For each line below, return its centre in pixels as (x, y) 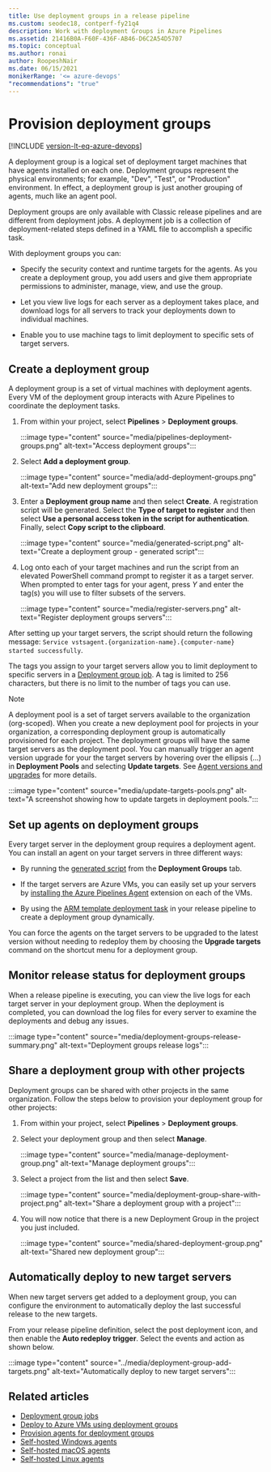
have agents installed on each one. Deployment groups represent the (124, 170)
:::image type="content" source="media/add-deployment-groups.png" (138, 477)
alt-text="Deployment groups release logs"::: (134, 1045)
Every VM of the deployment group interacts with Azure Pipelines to (121, 397)
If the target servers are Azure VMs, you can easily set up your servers (138, 885)
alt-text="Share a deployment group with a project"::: (152, 1203)
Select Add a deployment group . (75, 462)
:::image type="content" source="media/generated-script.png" (125, 543)
